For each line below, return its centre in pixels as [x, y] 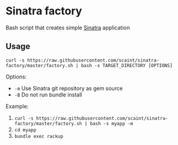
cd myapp [25, 130]
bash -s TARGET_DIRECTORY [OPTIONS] [127, 65]
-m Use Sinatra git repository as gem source [69, 88]
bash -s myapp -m [112, 123]
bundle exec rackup [39, 136]
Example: [17, 106]
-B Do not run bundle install [48, 95]
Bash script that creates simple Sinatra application [68, 28]
